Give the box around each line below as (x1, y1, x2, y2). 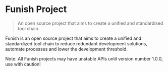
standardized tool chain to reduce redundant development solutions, (5, 40, 147, 46)
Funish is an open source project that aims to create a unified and (5, 35, 142, 41)
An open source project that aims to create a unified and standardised (17, 20, 163, 26)
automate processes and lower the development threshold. (5, 46, 128, 52)
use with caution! (5, 61, 41, 67)
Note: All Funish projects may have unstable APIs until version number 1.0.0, (5, 55, 163, 61)
